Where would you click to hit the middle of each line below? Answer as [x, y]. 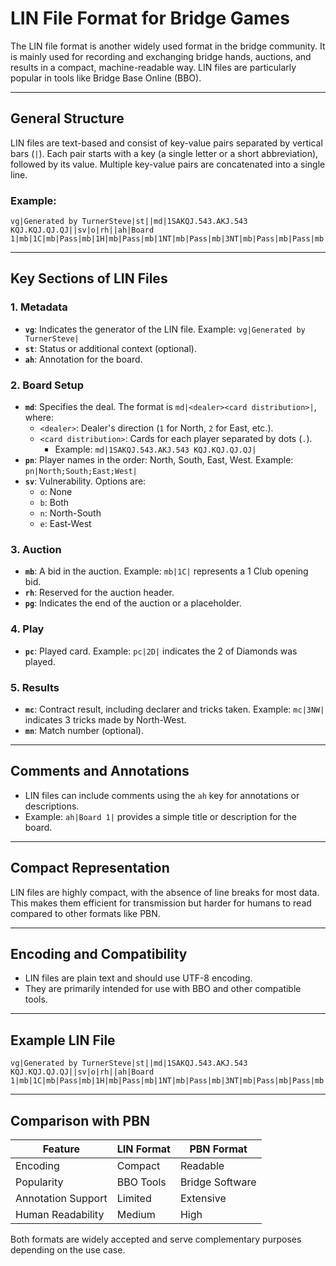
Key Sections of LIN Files [89, 278]
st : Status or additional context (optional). [110, 348]
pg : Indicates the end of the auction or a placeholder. [133, 603]
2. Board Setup [47, 385]
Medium [136, 1214]
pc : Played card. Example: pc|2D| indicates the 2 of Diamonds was [161, 651]
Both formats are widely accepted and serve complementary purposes [156, 1239]
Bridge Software [218, 1182]
